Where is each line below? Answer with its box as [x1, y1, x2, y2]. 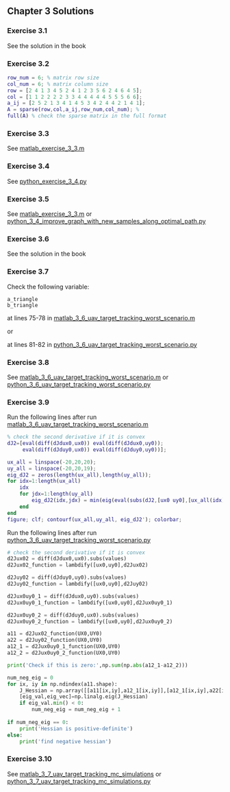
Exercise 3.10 [7, 754, 53, 764]
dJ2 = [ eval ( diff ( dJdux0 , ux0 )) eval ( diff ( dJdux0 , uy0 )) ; [7, 440, 164, 447]
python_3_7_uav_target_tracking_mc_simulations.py [7, 777, 151, 785]
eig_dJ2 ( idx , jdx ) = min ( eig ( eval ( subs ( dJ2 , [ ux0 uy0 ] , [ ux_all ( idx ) [31, 497, 225, 504]
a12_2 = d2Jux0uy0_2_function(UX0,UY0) [7, 649, 121, 657]
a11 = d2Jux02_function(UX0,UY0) [7, 630, 103, 637]
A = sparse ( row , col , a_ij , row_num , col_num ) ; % [7, 106, 140, 113]
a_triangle [7, 296, 38, 302]
